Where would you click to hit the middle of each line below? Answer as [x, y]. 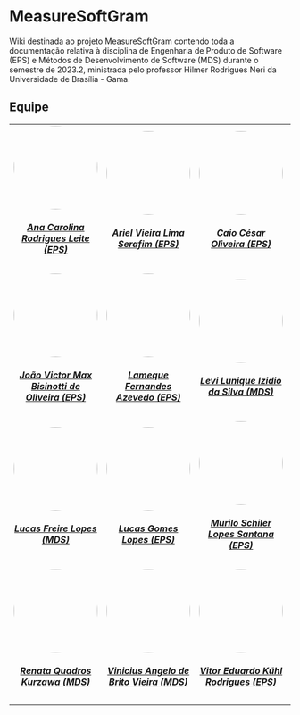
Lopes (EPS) [149, 540]
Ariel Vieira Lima [148, 233]
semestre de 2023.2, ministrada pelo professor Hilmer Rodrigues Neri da [143, 70]
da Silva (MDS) [241, 392]
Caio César [241, 233]
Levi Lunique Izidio [241, 381]
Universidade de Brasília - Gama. [70, 79]
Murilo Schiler [241, 523]
